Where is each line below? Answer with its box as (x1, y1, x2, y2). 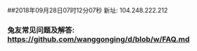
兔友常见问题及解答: (7, 25, 75, 35)
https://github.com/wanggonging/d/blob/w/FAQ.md (7, 34, 190, 44)
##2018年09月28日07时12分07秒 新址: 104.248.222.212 (7, 6, 168, 14)
